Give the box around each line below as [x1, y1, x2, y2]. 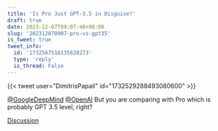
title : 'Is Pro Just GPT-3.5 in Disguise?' [7, 10, 136, 18]
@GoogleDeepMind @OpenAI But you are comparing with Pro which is [7, 95, 211, 104]
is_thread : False [13, 62, 64, 69]
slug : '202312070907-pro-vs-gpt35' [7, 29, 111, 37]
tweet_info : [7, 43, 42, 50]
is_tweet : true [7, 36, 52, 43]
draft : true [7, 17, 42, 24]
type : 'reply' [13, 56, 54, 63]
